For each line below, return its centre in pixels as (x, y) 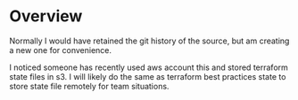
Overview (46, 16)
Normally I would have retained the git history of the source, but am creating (149, 41)
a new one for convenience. (61, 50)
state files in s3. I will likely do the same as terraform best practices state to (148, 76)
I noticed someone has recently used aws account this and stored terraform (149, 67)
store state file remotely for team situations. (89, 86)
